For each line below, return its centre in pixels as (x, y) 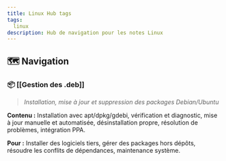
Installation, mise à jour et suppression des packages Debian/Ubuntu (121, 102)
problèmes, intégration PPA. (46, 129)
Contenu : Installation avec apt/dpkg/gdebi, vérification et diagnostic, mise (112, 115)
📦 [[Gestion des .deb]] (46, 84)
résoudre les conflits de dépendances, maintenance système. (94, 150)
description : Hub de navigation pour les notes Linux (85, 33)
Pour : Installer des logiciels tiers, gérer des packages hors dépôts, (101, 143)
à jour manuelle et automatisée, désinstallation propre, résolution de (102, 122)
